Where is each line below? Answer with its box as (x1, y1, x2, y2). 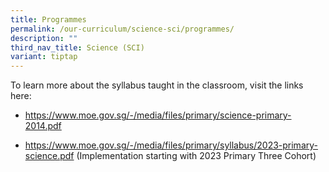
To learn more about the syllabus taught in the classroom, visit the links (10, 79, 304, 91)
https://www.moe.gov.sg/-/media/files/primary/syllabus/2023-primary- (24, 139, 318, 151)
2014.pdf (24, 120, 62, 132)
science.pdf (24, 150, 75, 162)
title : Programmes (10, 14, 87, 25)
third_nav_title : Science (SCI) (10, 42, 145, 53)
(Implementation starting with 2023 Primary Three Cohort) (76, 150, 317, 162)
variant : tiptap (10, 52, 78, 62)
